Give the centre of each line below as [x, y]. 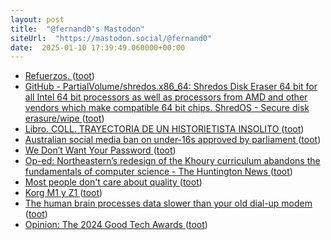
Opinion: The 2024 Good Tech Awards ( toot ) [116, 225]
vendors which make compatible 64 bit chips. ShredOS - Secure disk [167, 108]
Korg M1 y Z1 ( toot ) [63, 193]
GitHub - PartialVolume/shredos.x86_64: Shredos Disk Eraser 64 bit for [171, 87]
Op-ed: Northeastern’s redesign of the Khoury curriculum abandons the [172, 161]
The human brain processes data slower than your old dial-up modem [168, 203]
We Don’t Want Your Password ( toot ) [100, 150]
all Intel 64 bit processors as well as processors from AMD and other [166, 97]
